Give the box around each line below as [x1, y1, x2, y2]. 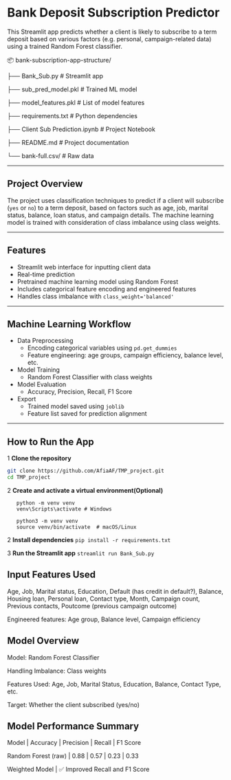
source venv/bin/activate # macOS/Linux [16, 524, 137, 531]
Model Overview [7, 635, 79, 647]
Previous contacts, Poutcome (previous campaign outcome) [7, 601, 177, 610]
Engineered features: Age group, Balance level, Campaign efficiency [7, 615, 201, 623]
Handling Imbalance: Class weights [7, 667, 107, 675]
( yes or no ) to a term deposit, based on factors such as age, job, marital [7, 203, 208, 212]
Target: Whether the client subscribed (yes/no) [7, 700, 140, 709]
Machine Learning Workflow [7, 318, 132, 330]
